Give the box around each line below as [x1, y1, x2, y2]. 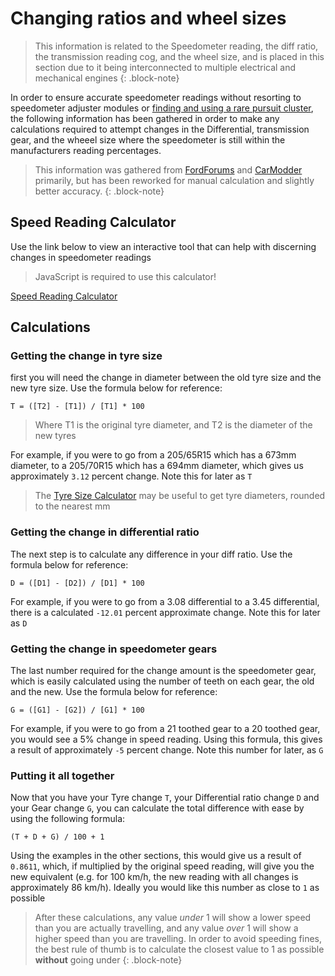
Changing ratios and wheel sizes [10, 7, 287, 30]
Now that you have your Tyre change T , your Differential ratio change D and [10, 792, 320, 804]
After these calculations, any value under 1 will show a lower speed [34, 912, 312, 924]
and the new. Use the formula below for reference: [10, 686, 218, 698]
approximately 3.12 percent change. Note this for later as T [10, 470, 253, 482]
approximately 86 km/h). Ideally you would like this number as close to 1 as [10, 882, 320, 894]
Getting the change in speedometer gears [10, 642, 218, 656]
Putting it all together [10, 768, 115, 782]
